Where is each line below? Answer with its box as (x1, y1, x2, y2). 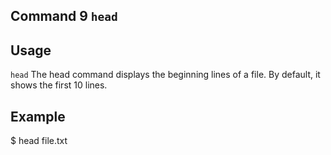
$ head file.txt (10, 135, 68, 147)
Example (10, 108, 66, 125)
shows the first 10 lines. (10, 79, 108, 91)
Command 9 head (10, 8, 118, 25)
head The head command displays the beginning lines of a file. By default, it (10, 69, 321, 81)
